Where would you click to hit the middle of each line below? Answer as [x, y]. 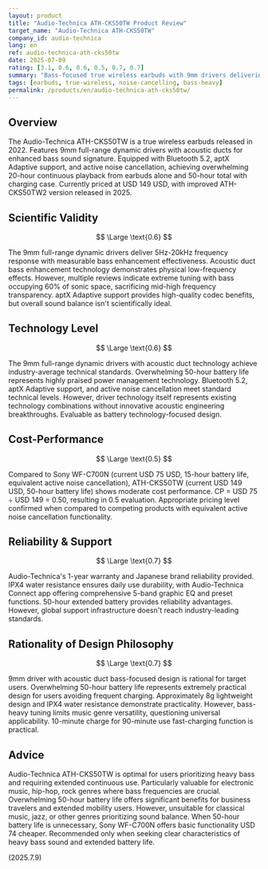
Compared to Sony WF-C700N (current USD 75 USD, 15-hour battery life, [129, 474]
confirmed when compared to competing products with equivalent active [128, 508]
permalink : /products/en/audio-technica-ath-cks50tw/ [100, 90]
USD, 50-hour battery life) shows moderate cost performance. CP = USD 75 [133, 491]
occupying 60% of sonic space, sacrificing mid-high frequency [112, 286]
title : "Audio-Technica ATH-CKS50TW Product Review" [98, 23]
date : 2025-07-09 [37, 61]
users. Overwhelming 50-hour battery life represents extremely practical [128, 688]
